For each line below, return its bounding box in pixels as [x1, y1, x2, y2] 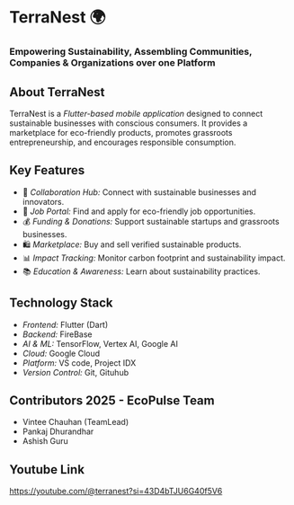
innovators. [22, 196, 65, 207]
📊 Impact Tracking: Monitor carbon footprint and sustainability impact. [22, 252, 286, 263]
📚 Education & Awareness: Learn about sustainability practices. [22, 266, 261, 277]
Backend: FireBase [22, 329, 93, 340]
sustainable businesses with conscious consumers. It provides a [9, 118, 248, 128]
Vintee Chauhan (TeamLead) [22, 417, 129, 428]
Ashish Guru [22, 436, 69, 447]
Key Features [9, 163, 85, 178]
